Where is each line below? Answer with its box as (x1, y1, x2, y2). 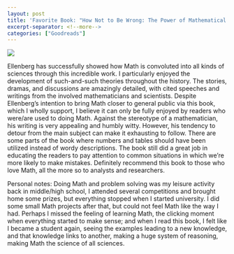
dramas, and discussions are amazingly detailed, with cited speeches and (7, 85, 220, 93)
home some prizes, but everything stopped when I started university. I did (7, 195, 220, 203)
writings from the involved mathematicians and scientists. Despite (7, 92, 197, 100)
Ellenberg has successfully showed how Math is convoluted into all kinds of (7, 62, 225, 71)
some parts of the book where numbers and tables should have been (7, 136, 206, 145)
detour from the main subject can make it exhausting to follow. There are (7, 129, 217, 137)
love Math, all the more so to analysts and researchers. (7, 166, 166, 175)
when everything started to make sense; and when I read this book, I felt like (7, 217, 227, 225)
